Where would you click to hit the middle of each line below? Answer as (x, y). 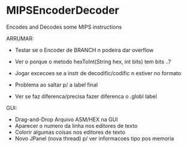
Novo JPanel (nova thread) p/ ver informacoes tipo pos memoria (94, 138)
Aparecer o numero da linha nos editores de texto (76, 125)
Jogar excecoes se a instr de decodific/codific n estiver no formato (98, 73)
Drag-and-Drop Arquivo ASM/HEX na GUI (66, 119)
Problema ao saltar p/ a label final (56, 85)
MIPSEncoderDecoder (63, 10)
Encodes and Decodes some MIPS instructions (64, 27)
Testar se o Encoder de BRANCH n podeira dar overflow (84, 50)
